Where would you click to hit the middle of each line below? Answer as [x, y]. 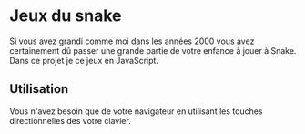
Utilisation [39, 89]
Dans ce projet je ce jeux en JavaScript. [84, 60]
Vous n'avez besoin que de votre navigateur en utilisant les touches [136, 111]
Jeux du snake [66, 16]
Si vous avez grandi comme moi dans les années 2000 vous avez [132, 41]
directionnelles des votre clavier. [71, 120]
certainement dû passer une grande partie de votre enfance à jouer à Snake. [153, 50]
